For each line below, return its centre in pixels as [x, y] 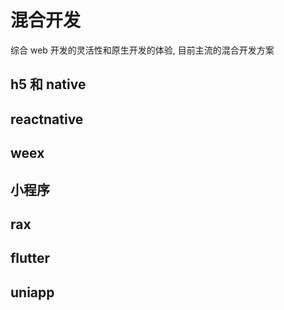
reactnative [47, 119]
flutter [30, 258]
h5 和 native [48, 84]
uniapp [32, 292]
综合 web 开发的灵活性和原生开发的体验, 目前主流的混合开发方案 [142, 50]
